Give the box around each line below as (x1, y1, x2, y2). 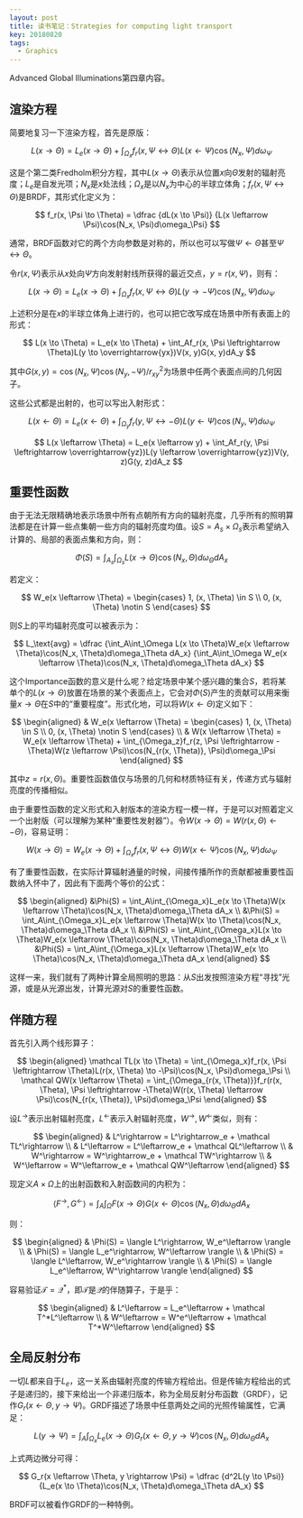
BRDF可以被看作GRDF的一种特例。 (9, 1498, 139, 1510)
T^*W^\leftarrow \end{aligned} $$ (87, 1321, 216, 1332)
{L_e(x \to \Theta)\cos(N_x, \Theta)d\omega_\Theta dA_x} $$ (39, 1480, 264, 1491)
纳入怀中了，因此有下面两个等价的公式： (16, 878, 168, 889)
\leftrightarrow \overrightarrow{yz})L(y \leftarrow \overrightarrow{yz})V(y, (14, 446, 289, 457)
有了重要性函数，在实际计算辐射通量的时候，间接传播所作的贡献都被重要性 (9, 866, 286, 877)
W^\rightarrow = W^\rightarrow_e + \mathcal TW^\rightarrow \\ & (31, 1150, 272, 1161)
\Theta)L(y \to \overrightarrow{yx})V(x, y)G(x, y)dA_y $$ (47, 346, 256, 357)
